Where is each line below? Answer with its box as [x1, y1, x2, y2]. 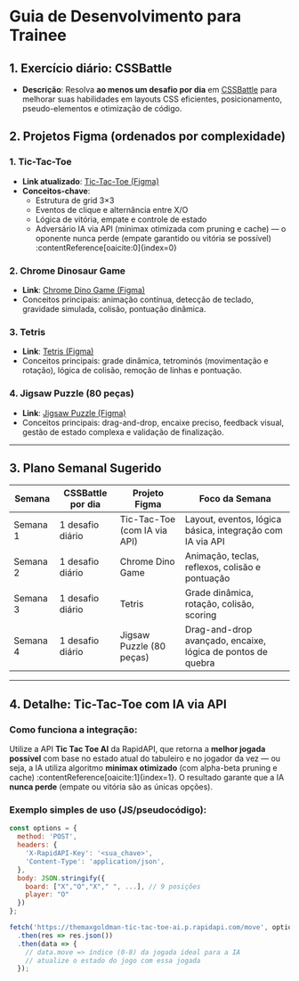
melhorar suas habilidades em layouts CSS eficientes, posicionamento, [21, 94, 283, 104]
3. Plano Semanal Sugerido [9, 461, 162, 476]
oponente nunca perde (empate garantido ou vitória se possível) [35, 233, 271, 243]
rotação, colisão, [184, 598, 255, 610]
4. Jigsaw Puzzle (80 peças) [9, 388, 135, 400]
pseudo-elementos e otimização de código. [21, 103, 182, 113]
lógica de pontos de [184, 646, 269, 658]
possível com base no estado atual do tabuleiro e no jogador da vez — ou [9, 753, 281, 764]
